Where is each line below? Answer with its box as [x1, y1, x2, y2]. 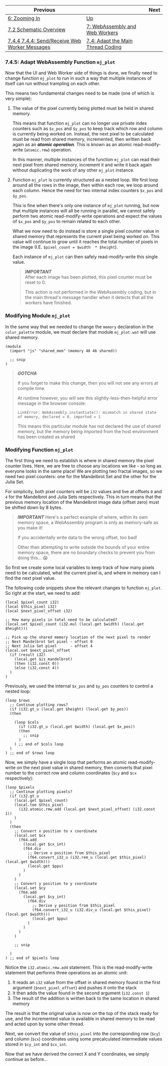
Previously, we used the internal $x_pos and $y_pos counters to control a [5, 683, 153, 689]
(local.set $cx [14, 833, 46, 838]
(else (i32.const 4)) [14, 665, 59, 670]
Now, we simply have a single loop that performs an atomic [5, 759, 127, 765]
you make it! [17, 525, 43, 531]
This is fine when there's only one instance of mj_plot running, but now [12, 203, 159, 209]
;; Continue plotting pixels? [9, 789, 72, 794]
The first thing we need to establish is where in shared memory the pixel [5, 457, 154, 463]
